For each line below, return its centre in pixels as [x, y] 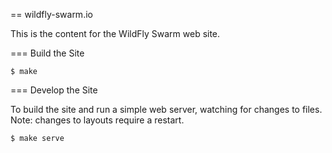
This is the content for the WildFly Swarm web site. [115, 33]
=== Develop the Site [54, 90]
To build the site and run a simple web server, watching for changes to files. [166, 109]
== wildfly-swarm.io [51, 14]
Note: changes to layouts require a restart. [97, 120]
